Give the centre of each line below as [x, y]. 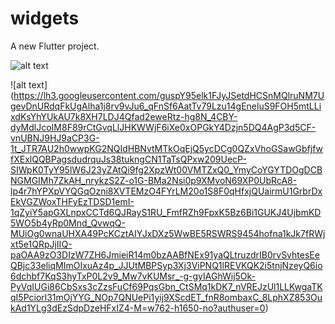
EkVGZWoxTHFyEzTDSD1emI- [72, 201]
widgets [45, 18]
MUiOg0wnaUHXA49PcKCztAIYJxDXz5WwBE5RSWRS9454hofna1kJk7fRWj [168, 233]
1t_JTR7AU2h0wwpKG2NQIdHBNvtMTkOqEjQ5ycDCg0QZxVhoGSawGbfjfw [167, 148]
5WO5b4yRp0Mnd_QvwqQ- [68, 223]
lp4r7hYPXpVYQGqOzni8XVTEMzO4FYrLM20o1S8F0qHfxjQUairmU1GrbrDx [166, 191]
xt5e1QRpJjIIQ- [41, 244]
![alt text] [29, 84]
